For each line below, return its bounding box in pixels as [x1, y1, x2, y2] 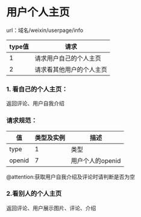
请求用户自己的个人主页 [34, 54, 101, 62]
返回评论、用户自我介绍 [6, 100, 64, 107]
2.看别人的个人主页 [6, 189, 62, 198]
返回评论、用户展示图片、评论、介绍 [6, 204, 96, 212]
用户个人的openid [70, 156, 121, 165]
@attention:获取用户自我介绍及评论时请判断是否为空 [6, 173, 136, 180]
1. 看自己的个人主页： [6, 85, 68, 93]
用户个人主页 [6, 5, 70, 19]
